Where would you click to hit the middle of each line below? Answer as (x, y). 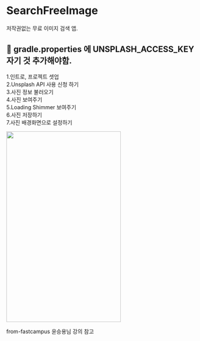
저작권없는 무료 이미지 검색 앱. (42, 28)
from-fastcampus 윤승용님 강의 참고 (50, 331)
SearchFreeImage (52, 11)
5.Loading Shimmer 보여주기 (41, 107)
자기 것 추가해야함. (39, 61)
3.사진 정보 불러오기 (30, 92)
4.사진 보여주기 (24, 99)
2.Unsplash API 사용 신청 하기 (43, 84)
